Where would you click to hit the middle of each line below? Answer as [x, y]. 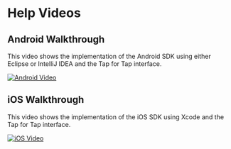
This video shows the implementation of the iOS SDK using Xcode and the [116, 117]
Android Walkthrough [56, 39]
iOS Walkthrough [46, 100]
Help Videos [44, 13]
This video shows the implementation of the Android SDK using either [109, 56]
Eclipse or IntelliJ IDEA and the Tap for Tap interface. [85, 64]
